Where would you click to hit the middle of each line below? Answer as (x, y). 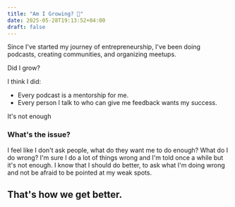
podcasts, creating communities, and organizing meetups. (92, 54)
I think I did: (24, 82)
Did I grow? (24, 68)
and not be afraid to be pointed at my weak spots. (80, 172)
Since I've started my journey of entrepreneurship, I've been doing (104, 47)
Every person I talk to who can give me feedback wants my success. (117, 103)
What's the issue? (39, 134)
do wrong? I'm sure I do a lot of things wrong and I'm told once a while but (115, 157)
